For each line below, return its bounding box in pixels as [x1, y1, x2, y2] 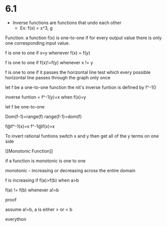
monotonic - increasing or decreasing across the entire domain [5, 167, 135, 173]
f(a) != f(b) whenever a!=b [5, 187, 59, 193]
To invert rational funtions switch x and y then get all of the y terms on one [5, 133, 159, 139]
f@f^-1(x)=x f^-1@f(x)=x [5, 123, 55, 129]
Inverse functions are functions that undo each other [12, 20, 122, 26]
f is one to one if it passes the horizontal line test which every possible [5, 69, 151, 75]
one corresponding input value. [5, 40, 70, 46]
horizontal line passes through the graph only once [5, 74, 111, 80]
